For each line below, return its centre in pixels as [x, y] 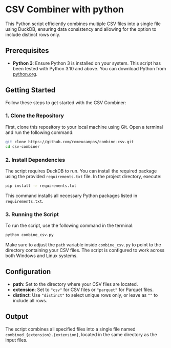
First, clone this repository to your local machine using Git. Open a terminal [84, 127]
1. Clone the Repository [35, 115]
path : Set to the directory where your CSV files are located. [75, 284]
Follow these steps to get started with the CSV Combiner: [66, 102]
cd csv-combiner [23, 147]
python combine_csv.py [29, 235]
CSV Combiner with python [65, 9]
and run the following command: [39, 132]
